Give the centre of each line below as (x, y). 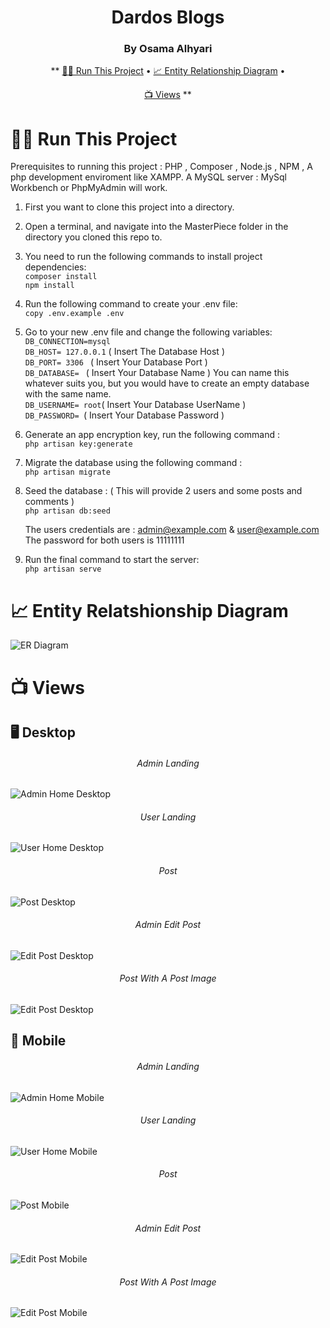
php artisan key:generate (78, 444)
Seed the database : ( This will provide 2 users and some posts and (163, 491)
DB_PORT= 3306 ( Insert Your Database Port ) (116, 362)
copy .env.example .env (74, 314)
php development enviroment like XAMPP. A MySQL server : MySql (148, 177)
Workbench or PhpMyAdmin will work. (89, 188)
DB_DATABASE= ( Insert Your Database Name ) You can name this (157, 373)
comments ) (49, 502)
